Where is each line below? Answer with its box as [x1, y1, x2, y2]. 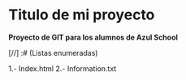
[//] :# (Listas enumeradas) [8, 48, 98, 57]
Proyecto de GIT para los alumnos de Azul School [8, 32, 179, 42]
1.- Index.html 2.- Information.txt [8, 63, 117, 74]
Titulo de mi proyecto [8, 6, 155, 24]
